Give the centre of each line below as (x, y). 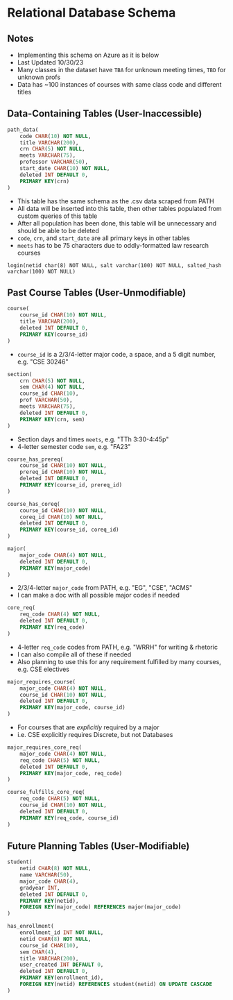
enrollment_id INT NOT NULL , (62, 933)
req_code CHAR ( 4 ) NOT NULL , (60, 615)
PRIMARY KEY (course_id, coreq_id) (69, 530)
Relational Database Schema (92, 13)
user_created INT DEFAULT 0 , (62, 965)
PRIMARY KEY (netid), (49, 901)
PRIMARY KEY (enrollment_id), (62, 978)
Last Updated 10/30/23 (50, 62)
